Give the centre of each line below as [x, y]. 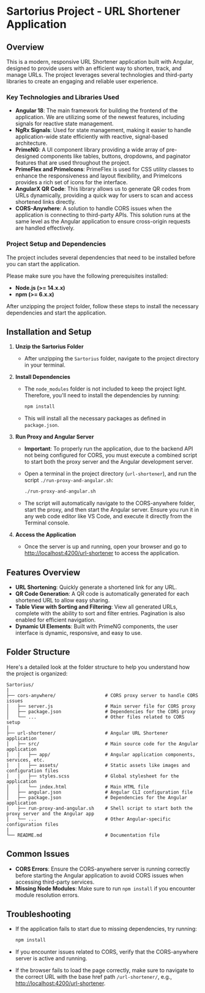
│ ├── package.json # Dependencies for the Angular [97, 797]
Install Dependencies [43, 377]
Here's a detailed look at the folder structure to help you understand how [98, 667]
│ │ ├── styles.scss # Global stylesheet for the [93, 776]
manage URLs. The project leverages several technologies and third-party [100, 75]
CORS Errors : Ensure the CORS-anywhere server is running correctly [102, 869]
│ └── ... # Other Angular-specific [89, 819]
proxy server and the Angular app [50, 814]
